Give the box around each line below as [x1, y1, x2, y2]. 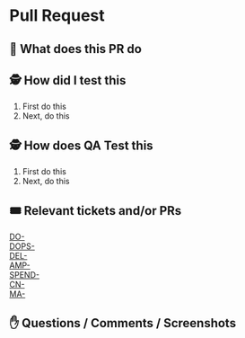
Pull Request [9, 5, 105, 26]
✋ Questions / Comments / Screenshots [9, 316, 236, 331]
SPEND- [9, 270, 40, 280]
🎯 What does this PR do [9, 41, 142, 57]
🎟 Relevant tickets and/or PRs [9, 203, 182, 218]
